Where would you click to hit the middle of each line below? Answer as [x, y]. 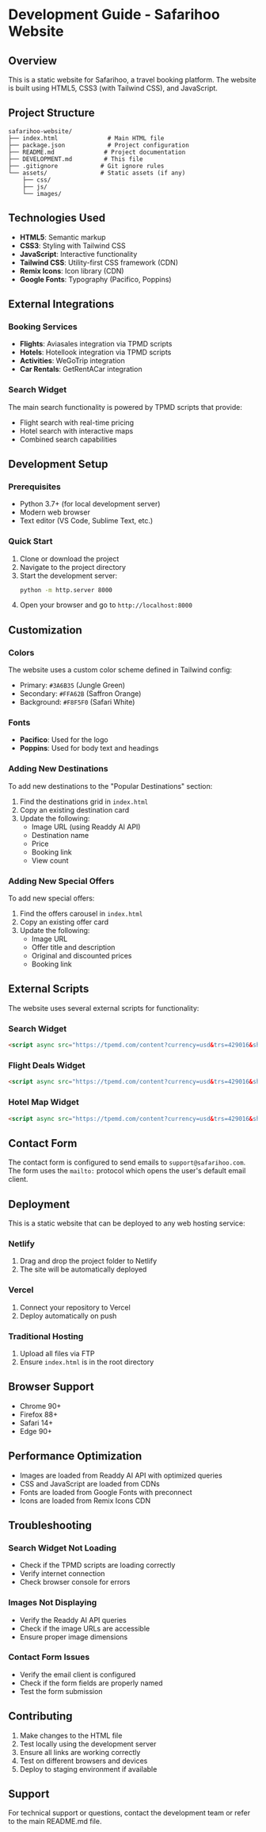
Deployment [39, 1204]
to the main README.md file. [55, 1822]
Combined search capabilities [68, 439]
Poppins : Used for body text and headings [89, 748]
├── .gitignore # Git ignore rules [86, 166]
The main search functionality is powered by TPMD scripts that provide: [125, 407]
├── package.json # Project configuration [99, 145]
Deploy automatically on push [68, 1316]
